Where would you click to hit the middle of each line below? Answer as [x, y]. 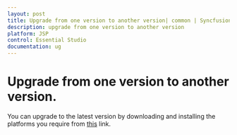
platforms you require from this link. [59, 124]
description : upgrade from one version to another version [96, 27]
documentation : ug [34, 47]
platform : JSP [28, 34]
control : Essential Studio [47, 40]
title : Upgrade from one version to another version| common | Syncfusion [120, 20]
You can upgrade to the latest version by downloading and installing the [111, 116]
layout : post [26, 14]
